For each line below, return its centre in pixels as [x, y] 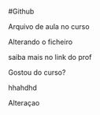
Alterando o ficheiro [41, 42]
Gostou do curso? [37, 72]
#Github [21, 11]
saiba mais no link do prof [50, 57]
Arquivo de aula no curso [49, 26]
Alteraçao [24, 103]
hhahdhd [23, 87]
